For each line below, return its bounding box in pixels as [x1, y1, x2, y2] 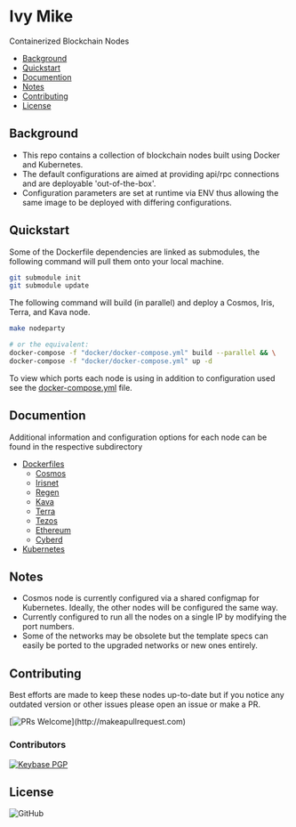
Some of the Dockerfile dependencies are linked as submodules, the [9, 247, 260, 257]
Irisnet [35, 477, 60, 488]
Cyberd [35, 534, 64, 545]
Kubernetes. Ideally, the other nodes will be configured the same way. [21, 603, 278, 613]
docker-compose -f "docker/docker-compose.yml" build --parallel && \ [9, 349, 276, 358]
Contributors [9, 739, 67, 751]
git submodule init [9, 273, 82, 282]
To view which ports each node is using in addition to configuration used [9, 372, 276, 384]
